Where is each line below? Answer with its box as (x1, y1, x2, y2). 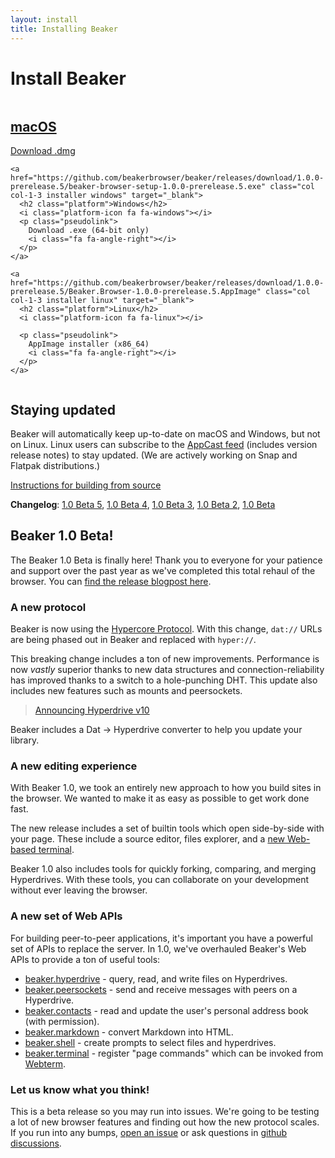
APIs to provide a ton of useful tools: (10, 953, 161, 965)
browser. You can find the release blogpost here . (10, 575, 212, 587)
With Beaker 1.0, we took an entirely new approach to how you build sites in (10, 782, 322, 794)
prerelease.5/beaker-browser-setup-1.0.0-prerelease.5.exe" (10, 182, 267, 192)
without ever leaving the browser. (10, 884, 148, 896)
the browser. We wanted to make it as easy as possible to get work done (10, 792, 310, 805)
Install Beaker (10, 67, 127, 90)
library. (10, 734, 40, 746)
